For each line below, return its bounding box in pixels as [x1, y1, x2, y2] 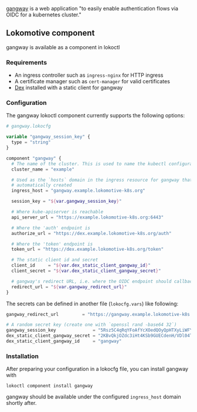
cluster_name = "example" [11, 166, 75, 172]
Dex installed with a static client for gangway [14, 84, 123, 91]
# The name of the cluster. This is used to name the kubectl [11, 161, 167, 166]
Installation [6, 352, 39, 360]
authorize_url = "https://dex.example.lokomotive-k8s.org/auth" [11, 230, 172, 236]
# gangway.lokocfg [6, 123, 51, 130]
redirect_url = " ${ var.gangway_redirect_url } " [11, 284, 127, 290]
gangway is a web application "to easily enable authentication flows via [6, 5, 179, 12]
